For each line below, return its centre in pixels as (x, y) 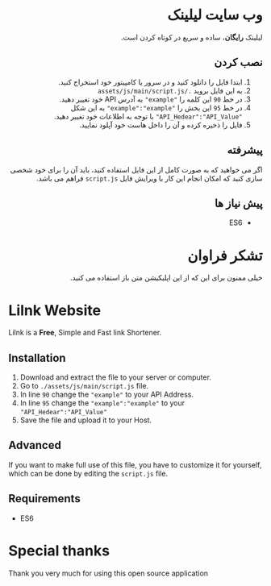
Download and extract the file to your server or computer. (116, 377)
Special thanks (59, 551)
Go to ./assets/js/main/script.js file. (84, 386)
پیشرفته (245, 150)
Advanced (35, 445)
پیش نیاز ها (238, 203)
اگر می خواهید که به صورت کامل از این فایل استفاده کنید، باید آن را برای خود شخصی (136, 169)
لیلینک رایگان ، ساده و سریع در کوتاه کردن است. (192, 37)
